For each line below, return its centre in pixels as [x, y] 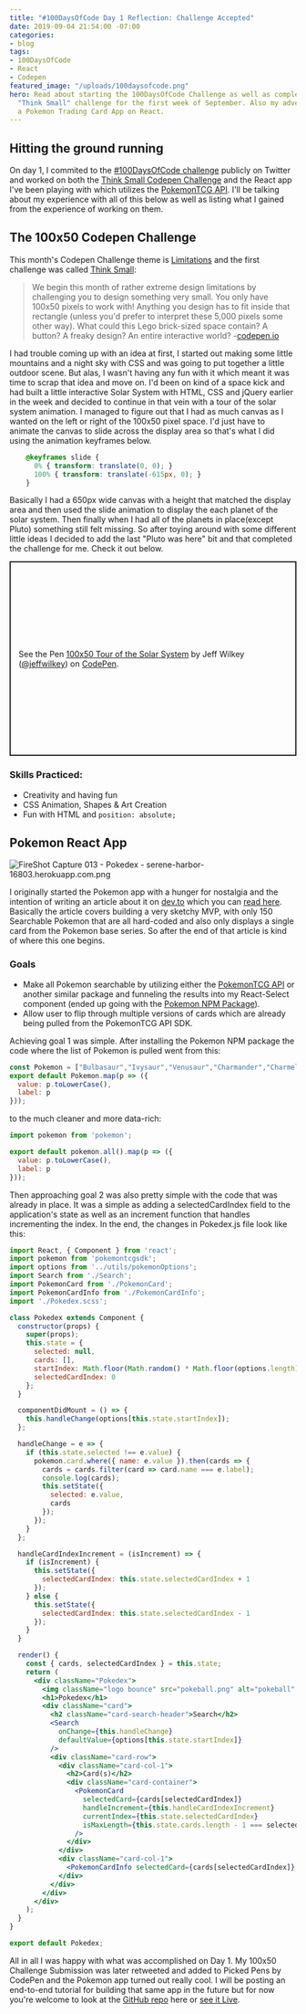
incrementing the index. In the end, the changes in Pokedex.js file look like [148, 1223]
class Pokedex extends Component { [77, 1317]
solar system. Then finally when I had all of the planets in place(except [142, 519]
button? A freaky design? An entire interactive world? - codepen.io [155, 335]
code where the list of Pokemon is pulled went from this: [115, 1050]
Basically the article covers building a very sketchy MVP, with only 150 [141, 912]
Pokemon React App [68, 843]
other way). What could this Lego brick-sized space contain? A [150, 326]
